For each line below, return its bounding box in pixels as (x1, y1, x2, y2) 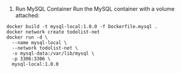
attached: (15, 12, 40, 19)
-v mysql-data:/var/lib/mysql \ (12, 50, 95, 56)
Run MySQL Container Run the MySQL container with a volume (15, 6, 175, 12)
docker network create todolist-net (6, 29, 100, 35)
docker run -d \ (6, 34, 48, 40)
